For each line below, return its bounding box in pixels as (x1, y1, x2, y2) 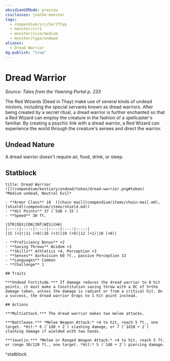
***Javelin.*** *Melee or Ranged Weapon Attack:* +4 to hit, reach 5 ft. (5, 338, 165, 343)
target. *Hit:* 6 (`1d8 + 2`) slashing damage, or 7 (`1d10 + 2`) (5, 324, 149, 329)
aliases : (5, 41, 24, 46)
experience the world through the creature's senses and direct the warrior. (5, 126, 162, 132)
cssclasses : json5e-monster (5, 12, 65, 17)
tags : (5, 17, 17, 22)
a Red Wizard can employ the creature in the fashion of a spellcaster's (5, 115, 153, 121)
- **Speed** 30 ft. (5, 213, 47, 219)
